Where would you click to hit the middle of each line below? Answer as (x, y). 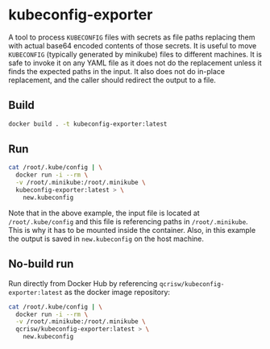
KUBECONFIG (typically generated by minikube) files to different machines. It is (135, 54)
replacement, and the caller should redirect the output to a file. (112, 80)
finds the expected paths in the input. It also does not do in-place (117, 71)
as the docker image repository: (117, 292)
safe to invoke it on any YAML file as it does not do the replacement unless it (135, 63)
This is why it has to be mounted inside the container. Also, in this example (132, 230)
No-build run (41, 264)
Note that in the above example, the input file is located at (104, 213)
